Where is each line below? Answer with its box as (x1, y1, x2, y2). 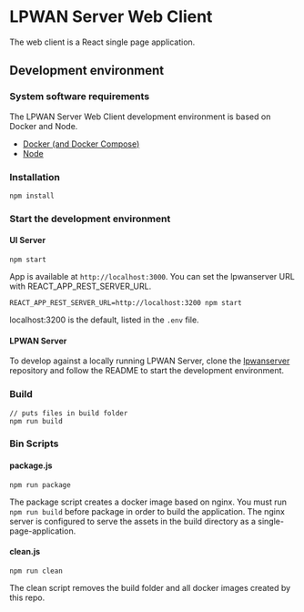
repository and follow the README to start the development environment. (9, 365, 285, 376)
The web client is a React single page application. (9, 36, 196, 47)
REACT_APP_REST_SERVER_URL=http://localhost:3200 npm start (9, 299, 243, 308)
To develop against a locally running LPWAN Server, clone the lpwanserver (9, 355, 290, 366)
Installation (9, 170, 61, 183)
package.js (9, 460, 53, 471)
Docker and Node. (9, 120, 78, 131)
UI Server (9, 235, 46, 246)
